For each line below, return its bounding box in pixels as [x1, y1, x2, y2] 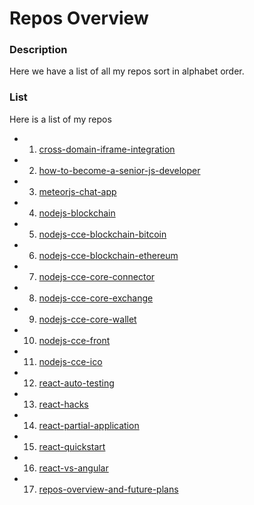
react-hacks [38, 398, 89, 410]
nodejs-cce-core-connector [38, 270, 156, 282]
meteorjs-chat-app [38, 185, 117, 197]
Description [9, 43, 68, 57]
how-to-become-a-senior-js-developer [38, 164, 201, 176]
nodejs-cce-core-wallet [38, 313, 137, 325]
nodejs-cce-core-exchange [38, 292, 154, 304]
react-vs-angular [38, 462, 109, 474]
